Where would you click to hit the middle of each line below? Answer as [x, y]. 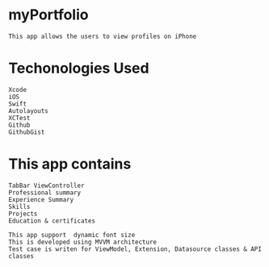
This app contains [70, 164]
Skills [19, 207]
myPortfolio [48, 15]
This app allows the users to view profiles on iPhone [103, 36]
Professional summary [45, 192]
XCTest [19, 118]
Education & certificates [52, 221]
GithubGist [27, 132]
